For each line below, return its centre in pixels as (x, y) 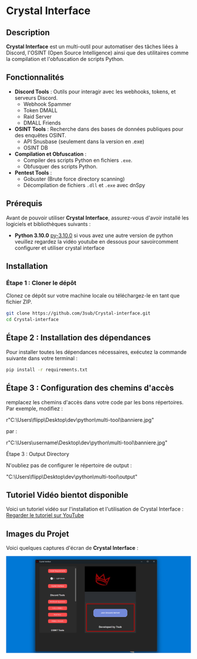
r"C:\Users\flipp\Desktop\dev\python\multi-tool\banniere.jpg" (80, 420)
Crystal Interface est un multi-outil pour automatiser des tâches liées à (92, 46)
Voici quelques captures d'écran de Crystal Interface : (72, 548)
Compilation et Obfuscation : (50, 154)
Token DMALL (40, 110)
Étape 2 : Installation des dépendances (79, 338)
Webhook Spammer (47, 104)
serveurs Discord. (36, 97)
